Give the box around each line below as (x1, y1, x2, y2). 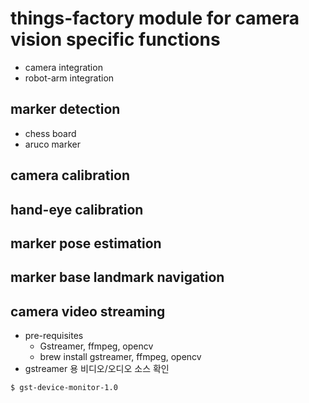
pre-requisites (24, 330, 84, 342)
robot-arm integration (24, 72, 115, 84)
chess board (24, 127, 77, 139)
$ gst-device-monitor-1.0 (10, 383, 118, 393)
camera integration (24, 61, 103, 73)
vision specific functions (10, 28, 221, 51)
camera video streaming (10, 303, 166, 320)
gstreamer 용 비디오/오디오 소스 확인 (24, 363, 170, 375)
